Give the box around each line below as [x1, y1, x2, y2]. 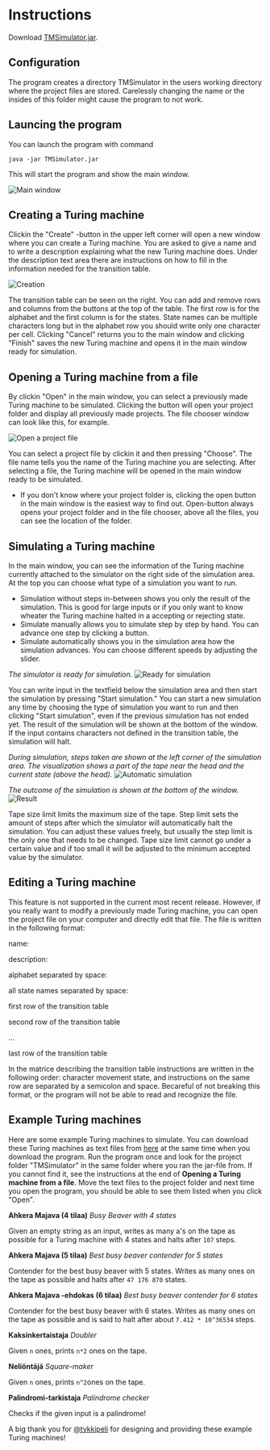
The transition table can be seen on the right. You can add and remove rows [8, 295, 261, 305]
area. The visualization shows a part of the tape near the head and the [8, 761, 244, 770]
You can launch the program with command [8, 139, 154, 149]
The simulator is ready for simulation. [8, 669, 133, 679]
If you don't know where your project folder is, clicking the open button [19, 491, 256, 500]
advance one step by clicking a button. [19, 628, 149, 638]
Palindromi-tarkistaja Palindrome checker [8, 1393, 150, 1402]
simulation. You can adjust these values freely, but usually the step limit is [8, 827, 253, 836]
